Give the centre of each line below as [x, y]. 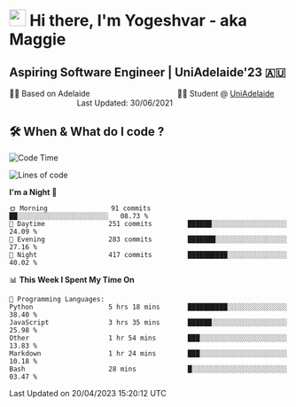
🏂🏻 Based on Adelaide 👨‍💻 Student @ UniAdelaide [142, 94]
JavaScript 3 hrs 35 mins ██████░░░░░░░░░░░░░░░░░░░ [148, 322]
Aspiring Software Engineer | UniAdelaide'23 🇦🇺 [148, 72]
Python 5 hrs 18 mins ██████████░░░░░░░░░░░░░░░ [148, 307]
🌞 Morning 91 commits [80, 208]
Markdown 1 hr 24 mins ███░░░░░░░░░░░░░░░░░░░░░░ [148, 353]
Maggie [38, 39]
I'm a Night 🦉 [33, 192]
